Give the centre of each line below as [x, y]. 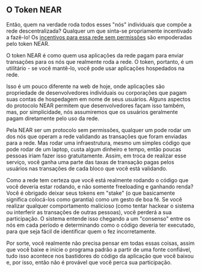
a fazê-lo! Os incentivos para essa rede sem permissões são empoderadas [99, 37]
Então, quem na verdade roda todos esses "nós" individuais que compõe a [99, 24]
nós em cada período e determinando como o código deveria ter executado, [101, 225]
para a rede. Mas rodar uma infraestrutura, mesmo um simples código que [98, 143]
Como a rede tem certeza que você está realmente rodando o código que [97, 180]
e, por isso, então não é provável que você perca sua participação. [89, 262]
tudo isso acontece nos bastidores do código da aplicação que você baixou [100, 256]
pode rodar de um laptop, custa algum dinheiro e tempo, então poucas [94, 149]
